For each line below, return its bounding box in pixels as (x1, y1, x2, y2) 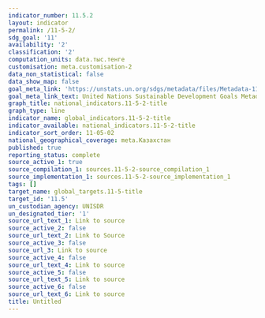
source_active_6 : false (8, 283, 87, 291)
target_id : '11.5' (8, 195, 69, 203)
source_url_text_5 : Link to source (8, 275, 125, 284)
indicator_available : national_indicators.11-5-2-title (8, 122, 196, 129)
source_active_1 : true (8, 159, 83, 166)
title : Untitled (8, 297, 62, 305)
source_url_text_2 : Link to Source (8, 232, 125, 240)
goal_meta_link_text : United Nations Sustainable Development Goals (8, 92, 238, 100)
